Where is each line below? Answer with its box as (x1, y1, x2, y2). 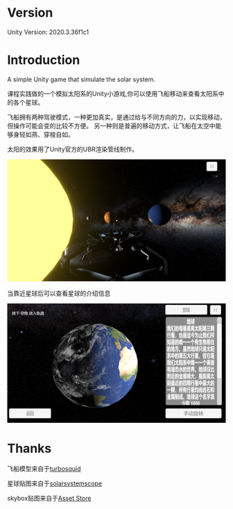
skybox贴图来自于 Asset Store (7, 494, 92, 502)
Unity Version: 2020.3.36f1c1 (7, 28, 89, 36)
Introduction (7, 52, 80, 68)
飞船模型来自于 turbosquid (7, 464, 81, 473)
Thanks (7, 441, 52, 456)
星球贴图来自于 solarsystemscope (7, 479, 103, 487)
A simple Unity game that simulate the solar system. (7, 75, 156, 83)
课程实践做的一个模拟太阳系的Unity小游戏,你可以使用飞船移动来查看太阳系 (7, 89, 218, 98)
